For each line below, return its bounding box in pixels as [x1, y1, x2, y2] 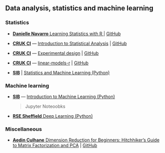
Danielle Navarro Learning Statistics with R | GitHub [12, 30, 121, 37]
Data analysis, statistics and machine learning [5, 4, 154, 13]
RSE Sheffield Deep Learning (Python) [12, 113, 93, 119]
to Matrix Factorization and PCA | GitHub [12, 142, 97, 148]
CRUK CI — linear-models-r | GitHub [12, 60, 89, 66]
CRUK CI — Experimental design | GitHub [12, 50, 99, 56]
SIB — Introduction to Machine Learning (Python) [12, 93, 115, 100]
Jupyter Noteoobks [25, 103, 66, 109]
